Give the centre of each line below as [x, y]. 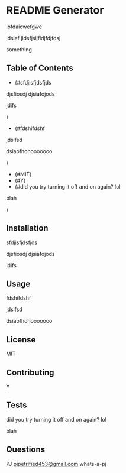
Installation [27, 228]
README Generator [55, 10]
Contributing [30, 372]
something [19, 49]
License [21, 340]
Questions [26, 450]
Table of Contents [40, 68]
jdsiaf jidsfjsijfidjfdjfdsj [33, 38]
